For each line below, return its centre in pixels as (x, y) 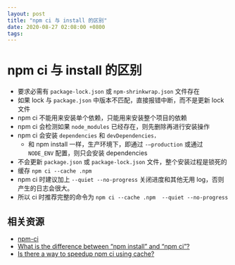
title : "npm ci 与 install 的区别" (57, 20)
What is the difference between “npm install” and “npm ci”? (103, 246)
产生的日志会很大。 (45, 188)
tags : (15, 33)
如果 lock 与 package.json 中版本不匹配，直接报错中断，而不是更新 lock (121, 100)
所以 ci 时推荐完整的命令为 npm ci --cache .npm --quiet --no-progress (123, 197)
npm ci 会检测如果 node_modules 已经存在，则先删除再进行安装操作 (113, 127)
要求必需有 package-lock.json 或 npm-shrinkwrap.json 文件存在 (109, 92)
